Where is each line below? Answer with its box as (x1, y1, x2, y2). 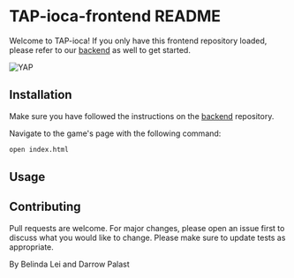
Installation (9, 87, 72, 102)
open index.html (9, 145, 69, 154)
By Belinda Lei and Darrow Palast (9, 259, 130, 269)
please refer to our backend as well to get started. (9, 44, 192, 55)
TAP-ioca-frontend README (9, 6, 222, 26)
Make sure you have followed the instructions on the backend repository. (9, 110, 275, 121)
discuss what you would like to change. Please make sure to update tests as (9, 232, 286, 243)
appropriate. (9, 241, 55, 252)
